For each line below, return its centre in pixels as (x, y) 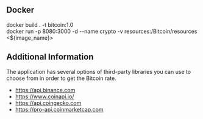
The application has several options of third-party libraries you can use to (98, 71)
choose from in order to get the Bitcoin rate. (62, 78)
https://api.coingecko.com (48, 103)
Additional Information (50, 57)
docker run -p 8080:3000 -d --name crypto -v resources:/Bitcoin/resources (102, 31)
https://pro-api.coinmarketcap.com (59, 109)
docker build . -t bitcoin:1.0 (40, 24)
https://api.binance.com (45, 90)
